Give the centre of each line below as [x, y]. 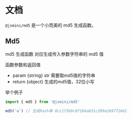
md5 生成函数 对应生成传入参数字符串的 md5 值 [55, 54]
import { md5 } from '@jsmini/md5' [43, 102]
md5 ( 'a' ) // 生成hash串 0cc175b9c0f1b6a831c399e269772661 [66, 111]
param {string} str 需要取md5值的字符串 [54, 75]
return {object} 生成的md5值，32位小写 [53, 81]
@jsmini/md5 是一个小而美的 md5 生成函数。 [51, 25]
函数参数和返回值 [23, 65]
